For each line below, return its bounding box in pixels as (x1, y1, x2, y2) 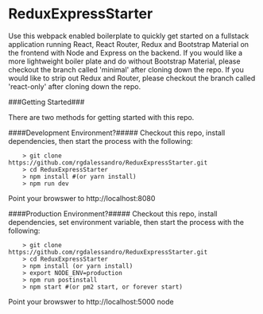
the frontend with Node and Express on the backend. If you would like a (8, 48, 243, 57)
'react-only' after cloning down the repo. (8, 81, 141, 91)
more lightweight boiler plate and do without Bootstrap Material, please (8, 56, 241, 66)
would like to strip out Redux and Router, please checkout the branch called (8, 73, 256, 83)
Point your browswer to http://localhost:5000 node (8, 297, 174, 306)
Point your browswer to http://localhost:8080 (8, 193, 156, 203)
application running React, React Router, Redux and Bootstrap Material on (8, 39, 249, 48)
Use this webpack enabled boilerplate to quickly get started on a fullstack (8, 31, 249, 41)
